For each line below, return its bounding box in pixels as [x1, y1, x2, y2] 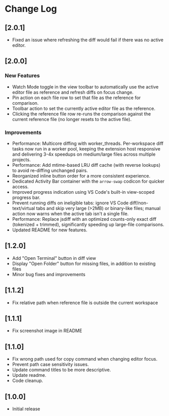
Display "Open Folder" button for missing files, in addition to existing [12, 260, 156, 266]
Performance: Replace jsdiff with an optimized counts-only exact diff [12, 216, 157, 222]
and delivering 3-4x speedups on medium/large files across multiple [12, 151, 156, 157]
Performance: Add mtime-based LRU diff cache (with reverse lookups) [12, 162, 161, 168]
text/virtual [12, 205, 35, 211]
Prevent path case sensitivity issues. [12, 362, 89, 368]
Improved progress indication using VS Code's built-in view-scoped [12, 189, 155, 195]
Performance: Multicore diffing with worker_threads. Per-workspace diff [12, 140, 164, 146]
